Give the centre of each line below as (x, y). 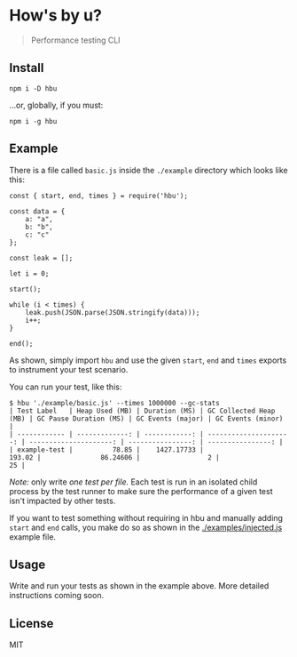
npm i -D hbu (33, 88)
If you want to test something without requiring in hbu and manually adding (146, 517)
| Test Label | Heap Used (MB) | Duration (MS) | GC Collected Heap (142, 411)
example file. (32, 537)
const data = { (37, 211)
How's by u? (55, 16)
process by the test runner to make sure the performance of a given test (141, 491)
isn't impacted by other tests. (63, 501)
